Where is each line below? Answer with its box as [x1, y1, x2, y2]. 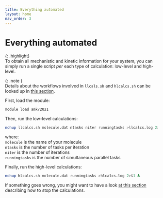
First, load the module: [5, 98, 50, 103]
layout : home [5, 12, 32, 16]
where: [5, 134, 19, 140]
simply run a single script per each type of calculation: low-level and [5, 64, 142, 69]
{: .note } [5, 78, 23, 84]
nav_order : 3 [5, 16, 32, 21]
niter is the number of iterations [5, 149, 70, 155]
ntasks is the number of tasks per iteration [5, 144, 90, 150]
